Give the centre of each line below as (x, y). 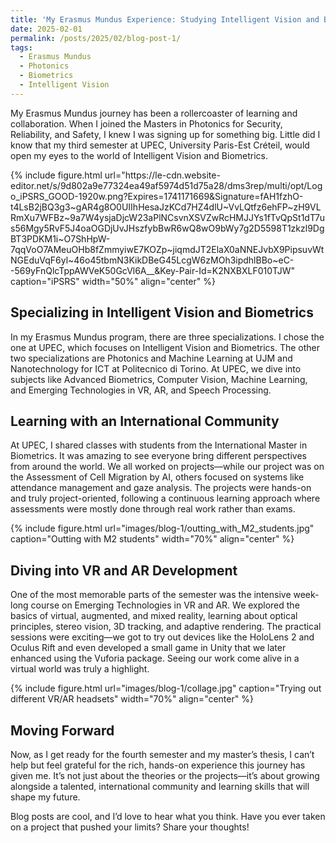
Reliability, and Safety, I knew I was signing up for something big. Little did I (165, 134)
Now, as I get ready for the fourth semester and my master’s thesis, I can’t (162, 754)
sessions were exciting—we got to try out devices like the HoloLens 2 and (162, 637)
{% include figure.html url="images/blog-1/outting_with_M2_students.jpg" (162, 528)
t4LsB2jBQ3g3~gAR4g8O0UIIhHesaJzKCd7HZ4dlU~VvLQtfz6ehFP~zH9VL (166, 207)
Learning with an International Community (145, 421)
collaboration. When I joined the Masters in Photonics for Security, (146, 123)
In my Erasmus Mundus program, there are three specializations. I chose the (167, 337)
